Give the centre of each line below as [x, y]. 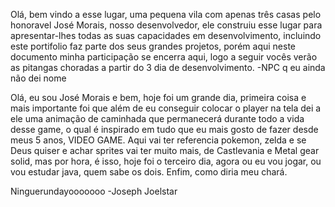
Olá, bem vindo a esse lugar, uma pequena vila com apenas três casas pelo [166, 14]
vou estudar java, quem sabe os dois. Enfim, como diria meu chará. [149, 172]
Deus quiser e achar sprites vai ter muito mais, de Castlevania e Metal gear [165, 150]
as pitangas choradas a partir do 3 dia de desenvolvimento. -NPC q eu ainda [168, 67]
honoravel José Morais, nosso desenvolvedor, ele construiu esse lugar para [166, 25]
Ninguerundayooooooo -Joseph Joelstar [94, 191]
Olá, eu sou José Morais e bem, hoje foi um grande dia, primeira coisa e [158, 97]
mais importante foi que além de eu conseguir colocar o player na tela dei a [166, 108]
